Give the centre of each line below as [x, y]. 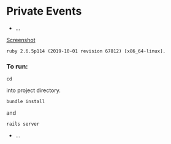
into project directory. [34, 90]
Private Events [44, 11]
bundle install [26, 102]
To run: [17, 67]
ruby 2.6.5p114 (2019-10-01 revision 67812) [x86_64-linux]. [86, 51]
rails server [23, 124]
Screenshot [21, 40]
